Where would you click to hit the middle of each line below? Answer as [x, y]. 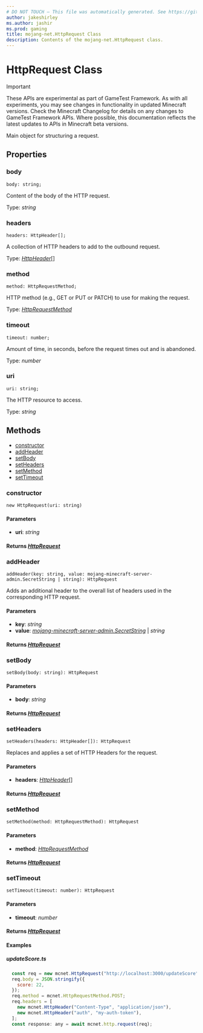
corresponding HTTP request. [43, 597]
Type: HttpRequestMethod [39, 309]
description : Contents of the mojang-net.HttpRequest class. [85, 40]
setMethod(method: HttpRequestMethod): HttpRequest [72, 822]
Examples [19, 945]
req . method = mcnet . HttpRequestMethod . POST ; [69, 996]
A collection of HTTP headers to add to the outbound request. [83, 246]
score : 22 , [31, 985]
